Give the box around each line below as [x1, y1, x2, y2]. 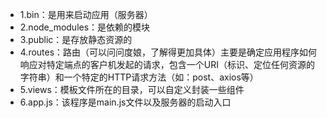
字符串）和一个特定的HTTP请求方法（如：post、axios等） [19, 71, 259, 83]
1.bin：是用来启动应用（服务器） [19, 9, 153, 20]
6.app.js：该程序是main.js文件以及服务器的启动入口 [19, 96, 232, 108]
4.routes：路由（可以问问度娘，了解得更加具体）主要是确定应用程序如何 [19, 46, 318, 58]
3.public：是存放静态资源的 [19, 34, 133, 45]
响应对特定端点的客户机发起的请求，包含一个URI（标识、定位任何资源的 [19, 59, 315, 70]
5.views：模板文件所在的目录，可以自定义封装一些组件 [19, 84, 245, 95]
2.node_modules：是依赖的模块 [19, 21, 151, 33]
